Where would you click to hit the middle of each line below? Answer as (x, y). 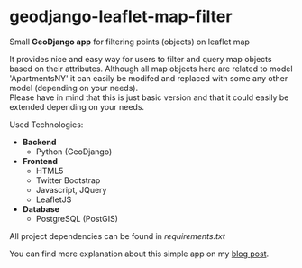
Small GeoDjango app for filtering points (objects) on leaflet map (130, 42)
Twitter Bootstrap (68, 180)
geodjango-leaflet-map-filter (121, 17)
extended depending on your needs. (77, 106)
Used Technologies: (46, 125)
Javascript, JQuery (71, 189)
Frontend (40, 161)
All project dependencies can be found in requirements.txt (117, 236)
